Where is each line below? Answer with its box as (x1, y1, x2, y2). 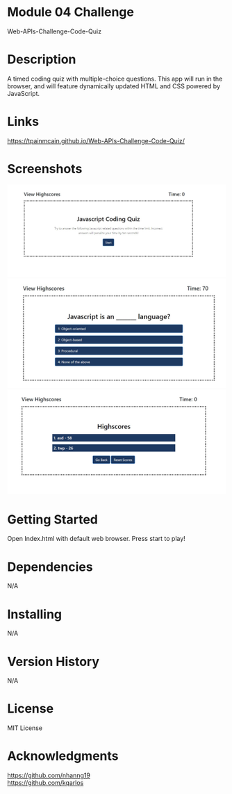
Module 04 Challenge (7, 4, 134, 20)
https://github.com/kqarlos (7, 779, 84, 787)
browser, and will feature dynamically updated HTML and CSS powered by (7, 81, 221, 90)
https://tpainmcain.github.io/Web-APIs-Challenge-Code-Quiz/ (7, 136, 185, 145)
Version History (7, 654, 99, 670)
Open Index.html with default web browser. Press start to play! (7, 535, 185, 543)
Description (7, 51, 76, 67)
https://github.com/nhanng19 (7, 771, 90, 779)
